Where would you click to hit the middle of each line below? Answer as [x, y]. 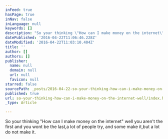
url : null [20, 75]
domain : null [23, 70]
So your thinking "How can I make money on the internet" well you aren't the [84, 121]
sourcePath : [17, 89]
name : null [21, 65]
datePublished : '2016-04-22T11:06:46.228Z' [51, 38]
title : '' [15, 47]
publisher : [16, 61]
